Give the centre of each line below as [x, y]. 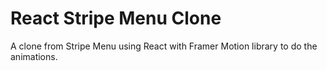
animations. [34, 56]
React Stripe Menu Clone [116, 18]
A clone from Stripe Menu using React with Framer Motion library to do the [164, 46]
